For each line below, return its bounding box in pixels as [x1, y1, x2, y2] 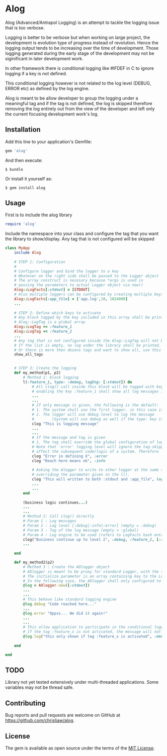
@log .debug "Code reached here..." [23, 601, 97, 607]
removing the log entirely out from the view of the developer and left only [5, 106, 155, 112]
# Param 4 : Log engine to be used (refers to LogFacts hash [23, 532, 153, 537]
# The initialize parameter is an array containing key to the [23, 574, 157, 579]
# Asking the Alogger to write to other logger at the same [31, 468, 159, 473]
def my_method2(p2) [14, 560, 55, 565]
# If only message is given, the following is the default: [31, 403, 159, 408]
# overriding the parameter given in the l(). [31, 472, 130, 477]
